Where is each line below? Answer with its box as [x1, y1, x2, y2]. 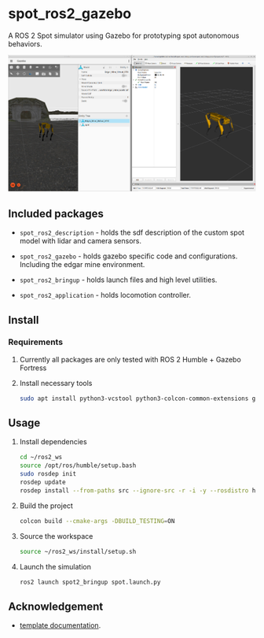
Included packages [8, 206, 104, 221]
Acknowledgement [8, 599, 104, 613]
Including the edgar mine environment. [19, 260, 145, 269]
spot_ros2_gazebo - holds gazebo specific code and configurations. [19, 251, 238, 261]
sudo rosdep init [19, 470, 77, 478]
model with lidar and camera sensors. [19, 236, 142, 246]
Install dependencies [19, 437, 88, 447]
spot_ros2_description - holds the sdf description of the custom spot [19, 228, 245, 237]
